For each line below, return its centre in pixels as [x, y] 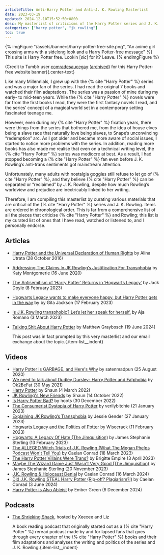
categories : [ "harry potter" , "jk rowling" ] [51, 28]
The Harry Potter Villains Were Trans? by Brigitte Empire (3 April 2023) [83, 458]
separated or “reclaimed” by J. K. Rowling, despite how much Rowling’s [77, 185]
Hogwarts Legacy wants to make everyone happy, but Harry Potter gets [85, 297]
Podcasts [20, 505]
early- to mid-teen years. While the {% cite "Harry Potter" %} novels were [80, 97]
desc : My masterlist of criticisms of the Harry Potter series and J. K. [82, 23]
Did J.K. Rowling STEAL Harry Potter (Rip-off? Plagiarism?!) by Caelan [83, 479]
